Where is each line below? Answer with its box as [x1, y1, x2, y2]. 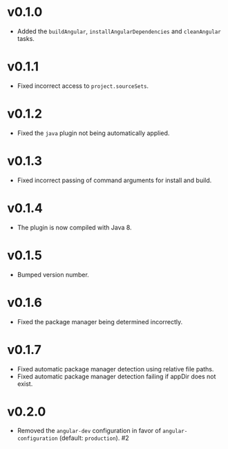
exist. [17, 379, 33, 388]
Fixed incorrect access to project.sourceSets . [17, 81, 149, 90]
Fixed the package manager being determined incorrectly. [17, 317, 183, 326]
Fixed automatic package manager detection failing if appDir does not [17, 372, 216, 380]
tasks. [17, 34, 35, 42]
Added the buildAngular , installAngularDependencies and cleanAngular [17, 27, 221, 35]
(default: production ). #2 [59, 434, 129, 442]
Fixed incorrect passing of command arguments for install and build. [17, 176, 212, 184]
